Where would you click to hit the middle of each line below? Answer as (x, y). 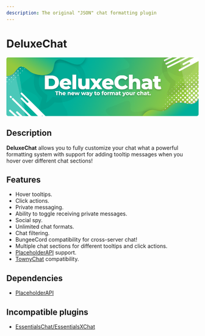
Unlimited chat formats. (45, 227)
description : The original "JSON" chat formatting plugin (81, 13)
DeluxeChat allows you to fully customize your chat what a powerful (92, 148)
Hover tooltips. (34, 194)
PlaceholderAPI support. (46, 253)
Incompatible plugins (47, 312)
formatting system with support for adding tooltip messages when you (95, 154)
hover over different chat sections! (50, 161)
